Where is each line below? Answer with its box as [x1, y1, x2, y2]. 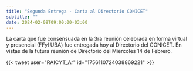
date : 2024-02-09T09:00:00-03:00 [6, 19, 88, 25]
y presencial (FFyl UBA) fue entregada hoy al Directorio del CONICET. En [6, 41, 182, 48]
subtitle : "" [6, 14, 38, 20]
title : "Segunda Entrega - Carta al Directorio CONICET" [6, 8, 148, 15]
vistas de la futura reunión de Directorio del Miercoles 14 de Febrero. [6, 48, 172, 55]
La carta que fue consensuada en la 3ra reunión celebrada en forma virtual [6, 35, 188, 42]
